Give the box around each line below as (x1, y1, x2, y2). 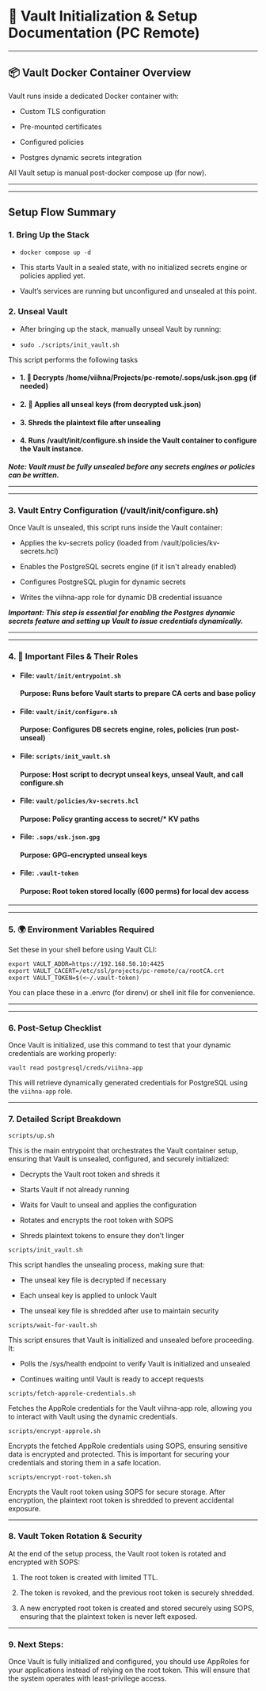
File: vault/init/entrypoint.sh (19, 671, 121, 680)
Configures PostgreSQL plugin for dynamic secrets (19, 577, 186, 587)
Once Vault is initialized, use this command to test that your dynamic (8, 1040, 232, 1050)
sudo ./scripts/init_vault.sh (19, 340, 120, 349)
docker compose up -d (19, 249, 91, 256)
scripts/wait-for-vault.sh (8, 1321, 97, 1329)
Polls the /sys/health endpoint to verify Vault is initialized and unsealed (19, 1358, 251, 1368)
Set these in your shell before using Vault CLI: (8, 944, 157, 954)
